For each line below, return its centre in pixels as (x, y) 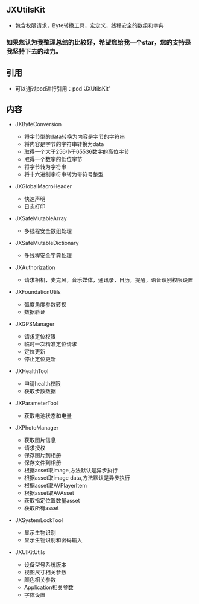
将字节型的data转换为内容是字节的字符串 (74, 137)
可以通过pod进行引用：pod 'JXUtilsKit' (62, 88)
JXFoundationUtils (38, 292)
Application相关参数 (49, 587)
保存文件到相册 (43, 463)
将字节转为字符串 (45, 167)
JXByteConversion (38, 124)
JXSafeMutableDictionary (47, 243)
